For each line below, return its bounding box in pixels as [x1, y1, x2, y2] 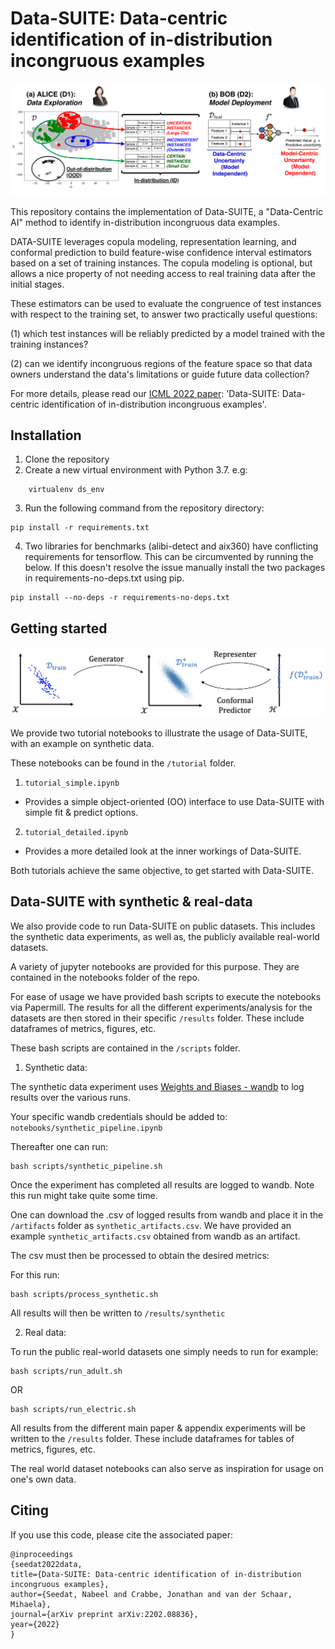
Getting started [10, 620, 108, 637]
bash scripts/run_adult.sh [10, 1366, 123, 1376]
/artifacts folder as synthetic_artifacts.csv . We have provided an [10, 1219, 292, 1231]
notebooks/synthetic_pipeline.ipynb [10, 1123, 163, 1133]
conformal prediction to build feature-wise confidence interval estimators [10, 246, 312, 258]
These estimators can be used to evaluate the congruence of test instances [10, 297, 322, 309]
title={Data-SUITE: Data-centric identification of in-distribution [10, 1569, 302, 1579]
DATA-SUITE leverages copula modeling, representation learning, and [10, 235, 297, 247]
